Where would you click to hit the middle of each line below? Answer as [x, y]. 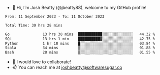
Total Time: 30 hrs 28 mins [34, 25]
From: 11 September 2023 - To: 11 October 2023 [55, 17]
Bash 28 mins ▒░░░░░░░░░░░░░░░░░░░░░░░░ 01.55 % [80, 52]
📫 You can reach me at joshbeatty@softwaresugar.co [67, 67]
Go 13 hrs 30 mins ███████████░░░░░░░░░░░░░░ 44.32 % [80, 34]
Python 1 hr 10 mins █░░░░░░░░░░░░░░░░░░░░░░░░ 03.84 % [80, 43]
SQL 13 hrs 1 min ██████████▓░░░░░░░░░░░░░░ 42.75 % [80, 39]
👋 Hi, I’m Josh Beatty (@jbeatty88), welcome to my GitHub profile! [79, 8]
